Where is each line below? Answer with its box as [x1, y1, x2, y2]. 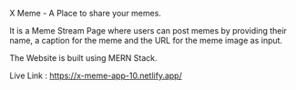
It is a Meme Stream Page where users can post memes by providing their [9, 25, 287, 35]
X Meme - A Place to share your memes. [9, 8, 162, 18]
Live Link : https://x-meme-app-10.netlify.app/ [9, 70, 182, 81]
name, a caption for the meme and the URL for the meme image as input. [9, 35, 283, 45]
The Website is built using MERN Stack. [9, 53, 158, 63]
